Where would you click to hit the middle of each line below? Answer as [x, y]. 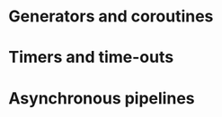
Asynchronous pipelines [102, 98]
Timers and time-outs [91, 58]
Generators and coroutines [111, 17]
